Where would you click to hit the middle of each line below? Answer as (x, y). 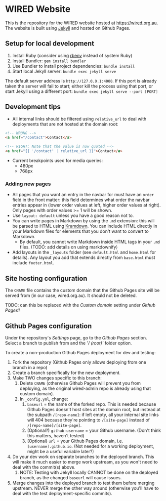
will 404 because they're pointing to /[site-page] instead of (88, 420)
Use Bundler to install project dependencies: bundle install (73, 66)
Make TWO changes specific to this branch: (57, 378)
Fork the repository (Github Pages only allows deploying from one (79, 362)
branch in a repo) (30, 367)
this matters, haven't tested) (56, 435)
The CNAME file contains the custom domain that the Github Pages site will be (82, 291)
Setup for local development (50, 44)
